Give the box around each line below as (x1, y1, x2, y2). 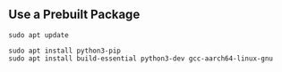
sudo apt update (8, 30, 69, 39)
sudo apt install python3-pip (8, 46, 122, 55)
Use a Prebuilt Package (8, 7, 141, 22)
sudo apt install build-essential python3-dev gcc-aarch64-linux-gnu (8, 53, 274, 63)
